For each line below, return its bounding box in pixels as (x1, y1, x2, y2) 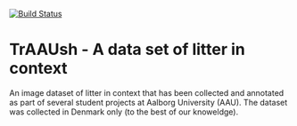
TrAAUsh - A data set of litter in (9, 40, 245, 59)
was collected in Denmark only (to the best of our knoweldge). (9, 106, 239, 117)
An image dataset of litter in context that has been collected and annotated (9, 87, 285, 98)
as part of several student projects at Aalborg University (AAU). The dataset (9, 97, 288, 107)
